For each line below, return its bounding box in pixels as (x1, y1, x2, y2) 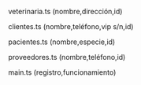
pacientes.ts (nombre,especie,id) (8, 37, 116, 46)
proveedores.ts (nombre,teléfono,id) (8, 53, 126, 61)
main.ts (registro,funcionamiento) (8, 68, 117, 77)
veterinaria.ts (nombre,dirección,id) (8, 7, 123, 16)
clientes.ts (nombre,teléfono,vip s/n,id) (8, 22, 134, 31)
